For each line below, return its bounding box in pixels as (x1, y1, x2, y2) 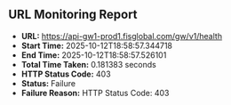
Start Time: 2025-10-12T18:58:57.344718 (20, 40, 173, 51)
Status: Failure (20, 77, 76, 88)
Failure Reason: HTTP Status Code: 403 (20, 87, 170, 98)
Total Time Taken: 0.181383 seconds (20, 59, 156, 69)
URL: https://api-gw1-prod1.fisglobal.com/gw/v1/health (20, 30, 223, 41)
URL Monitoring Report (8, 7, 139, 22)
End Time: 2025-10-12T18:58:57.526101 (20, 49, 167, 61)
